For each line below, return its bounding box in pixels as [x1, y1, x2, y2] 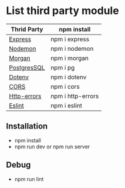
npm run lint [14, 175, 44, 182]
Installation [6, 121, 48, 131]
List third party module [6, 4, 119, 18]
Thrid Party [11, 25, 44, 33]
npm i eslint [50, 101, 83, 109]
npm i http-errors [50, 92, 99, 100]
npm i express [50, 35, 89, 43]
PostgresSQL [9, 63, 46, 71]
